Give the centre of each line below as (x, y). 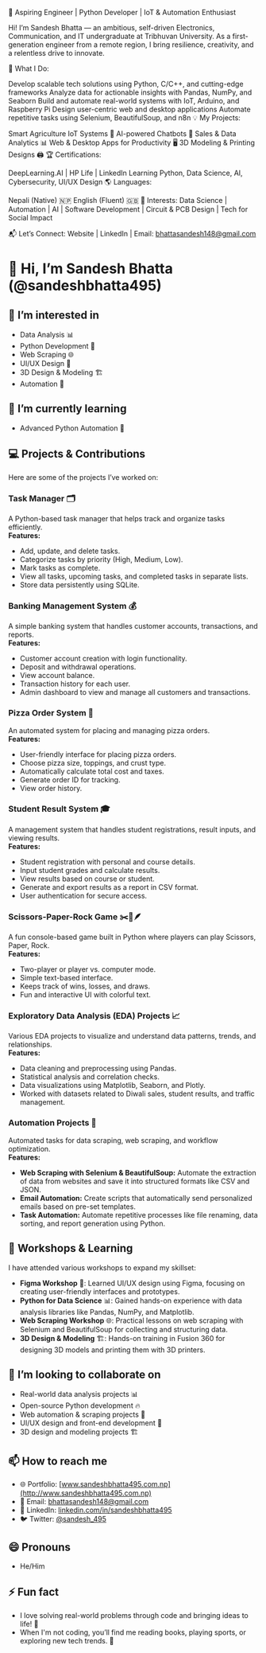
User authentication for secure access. (83, 895)
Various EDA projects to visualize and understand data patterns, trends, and (132, 1036)
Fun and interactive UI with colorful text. (85, 995)
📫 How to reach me (58, 1461)
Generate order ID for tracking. (70, 779)
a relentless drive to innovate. (56, 53)
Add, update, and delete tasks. (70, 551)
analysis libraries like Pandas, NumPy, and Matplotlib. (107, 1312)
